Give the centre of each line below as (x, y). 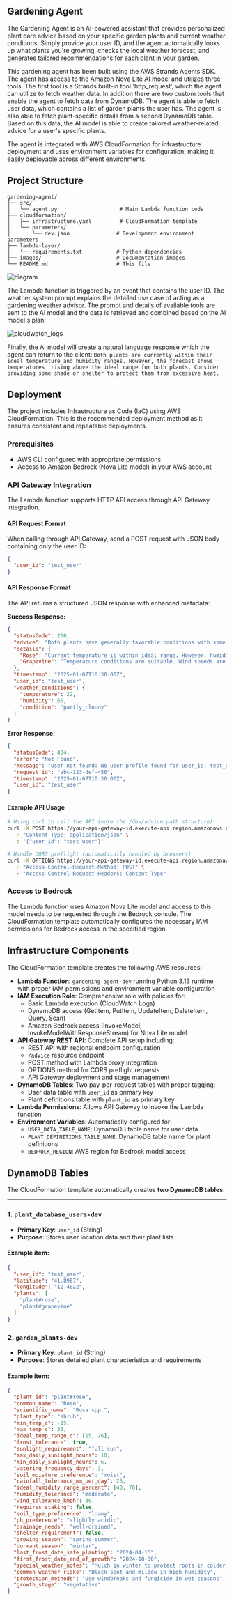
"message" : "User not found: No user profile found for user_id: (110, 766)
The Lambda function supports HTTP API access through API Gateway (109, 500)
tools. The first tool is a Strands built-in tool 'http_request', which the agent (114, 86)
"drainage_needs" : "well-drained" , (65, 1526)
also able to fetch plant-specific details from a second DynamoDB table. (110, 116)
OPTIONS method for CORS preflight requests (94, 1069)
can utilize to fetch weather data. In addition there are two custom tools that (116, 93)
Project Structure (45, 181)
